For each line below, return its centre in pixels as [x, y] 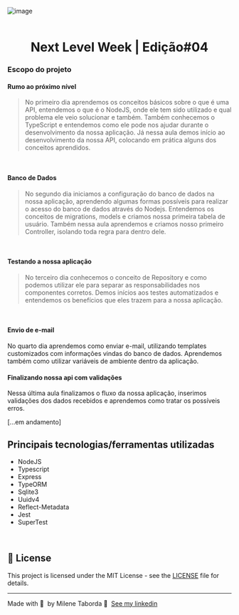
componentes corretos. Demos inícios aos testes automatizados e [122, 293]
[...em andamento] [34, 422]
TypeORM [32, 484]
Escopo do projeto [39, 70]
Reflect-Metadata [43, 507]
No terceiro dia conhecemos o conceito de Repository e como [116, 277]
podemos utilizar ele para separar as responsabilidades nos [112, 285]
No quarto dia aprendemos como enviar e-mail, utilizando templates [107, 346]
